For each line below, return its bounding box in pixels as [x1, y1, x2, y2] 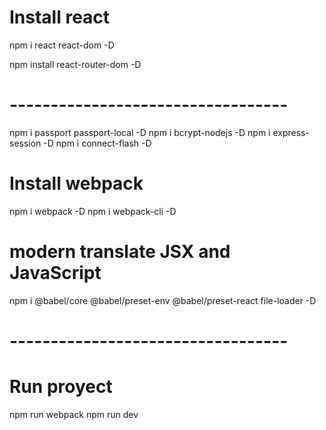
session [9, 137, 42, 149]
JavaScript [9, 262, 102, 284]
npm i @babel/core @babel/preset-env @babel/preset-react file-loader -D [9, 294, 317, 306]
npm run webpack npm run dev [9, 408, 139, 420]
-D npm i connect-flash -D [43, 137, 152, 149]
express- [272, 126, 310, 138]
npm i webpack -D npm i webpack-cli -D [9, 205, 177, 217]
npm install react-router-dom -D [9, 58, 142, 70]
